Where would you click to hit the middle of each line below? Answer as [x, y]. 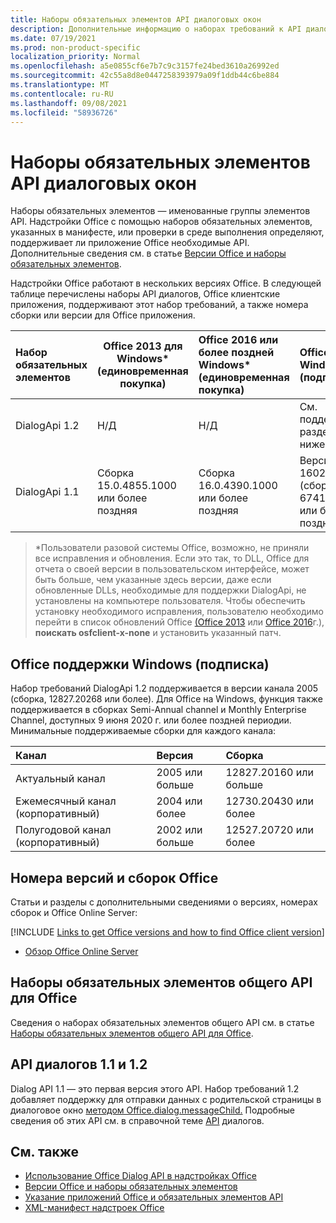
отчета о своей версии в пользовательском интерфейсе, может [172, 569]
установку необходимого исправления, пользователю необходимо [179, 612]
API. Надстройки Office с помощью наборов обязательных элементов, [161, 222]
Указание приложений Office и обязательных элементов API [154, 1197]
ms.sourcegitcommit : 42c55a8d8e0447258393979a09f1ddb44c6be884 [145, 76]
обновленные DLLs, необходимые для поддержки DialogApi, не [170, 590]
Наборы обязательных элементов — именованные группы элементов [160, 211]
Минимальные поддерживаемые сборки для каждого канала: [143, 731]
